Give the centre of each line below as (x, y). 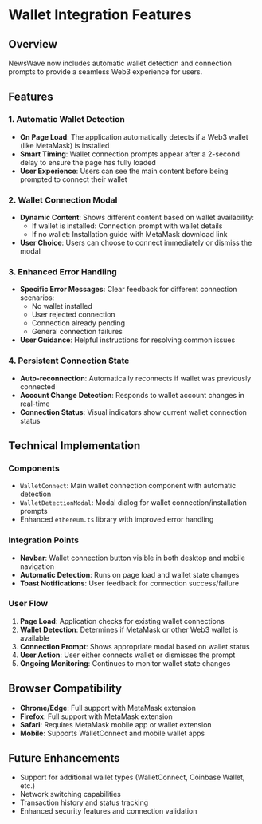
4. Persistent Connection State (69, 361)
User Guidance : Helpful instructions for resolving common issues (127, 340)
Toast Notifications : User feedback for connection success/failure (129, 583)
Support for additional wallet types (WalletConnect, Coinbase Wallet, (132, 777)
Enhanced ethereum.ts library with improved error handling (117, 519)
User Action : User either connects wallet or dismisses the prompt (127, 655)
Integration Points (44, 540)
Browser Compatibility (65, 689)
